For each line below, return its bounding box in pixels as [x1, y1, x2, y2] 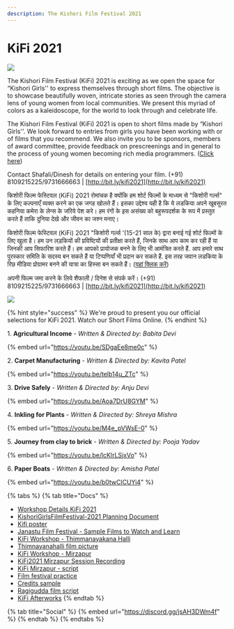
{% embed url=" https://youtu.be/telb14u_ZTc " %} [7, 370, 149, 378]
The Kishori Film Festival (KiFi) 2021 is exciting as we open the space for [7, 76, 215, 84]
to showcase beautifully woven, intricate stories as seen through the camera [7, 91, 226, 100]
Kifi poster [17, 520, 47, 528]
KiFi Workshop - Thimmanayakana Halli [17, 534, 131, 543]
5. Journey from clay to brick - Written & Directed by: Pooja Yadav [7, 437, 200, 446]
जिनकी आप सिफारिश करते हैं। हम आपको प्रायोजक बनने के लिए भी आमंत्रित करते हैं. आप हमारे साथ [7, 244, 224, 252]
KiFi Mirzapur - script [17, 564, 79, 573]
